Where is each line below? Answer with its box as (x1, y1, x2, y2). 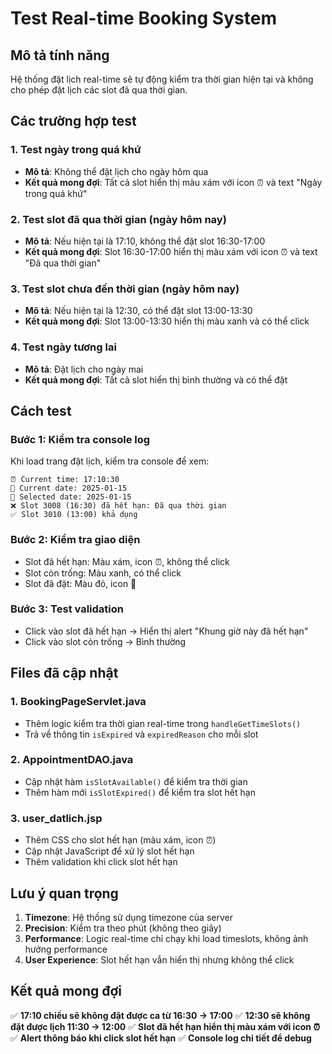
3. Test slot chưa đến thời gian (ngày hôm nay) (10, 282, 240, 296)
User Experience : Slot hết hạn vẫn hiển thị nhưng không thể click (24, 953, 295, 966)
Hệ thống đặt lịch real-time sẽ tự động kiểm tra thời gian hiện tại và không (10, 73, 314, 85)
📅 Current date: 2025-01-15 (10, 483, 128, 494)
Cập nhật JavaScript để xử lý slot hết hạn (24, 845, 195, 857)
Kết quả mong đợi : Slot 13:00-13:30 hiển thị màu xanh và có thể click (24, 315, 310, 327)
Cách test (10, 402, 72, 419)
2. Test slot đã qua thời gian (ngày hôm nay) (10, 212, 227, 226)
